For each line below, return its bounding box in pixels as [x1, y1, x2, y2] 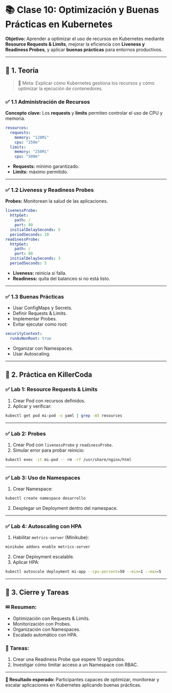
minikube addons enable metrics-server [5, 544, 91, 549]
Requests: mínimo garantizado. [12, 163, 79, 170]
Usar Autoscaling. [12, 351, 51, 357]
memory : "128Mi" [14, 135, 50, 140]
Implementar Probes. [12, 316, 57, 322]
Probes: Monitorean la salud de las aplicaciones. [5, 198, 109, 204]
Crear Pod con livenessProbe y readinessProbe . [12, 441, 113, 448]
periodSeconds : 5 [10, 261, 47, 266]
